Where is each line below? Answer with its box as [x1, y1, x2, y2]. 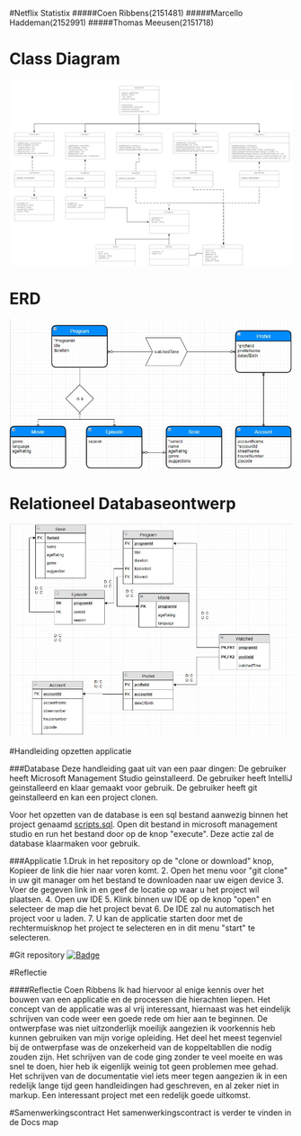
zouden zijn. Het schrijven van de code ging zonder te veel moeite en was [9, 1051, 283, 1062]
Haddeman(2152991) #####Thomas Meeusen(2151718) [9, 17, 214, 28]
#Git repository [9, 950, 66, 960]
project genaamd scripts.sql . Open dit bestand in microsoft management [9, 819, 279, 830]
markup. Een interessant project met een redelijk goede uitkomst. [9, 1089, 252, 1100]
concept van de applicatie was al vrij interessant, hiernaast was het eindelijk [9, 1004, 291, 1014]
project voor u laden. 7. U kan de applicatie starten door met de [9, 913, 243, 923]
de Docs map [9, 1116, 59, 1127]
